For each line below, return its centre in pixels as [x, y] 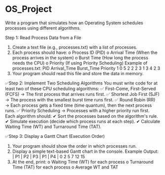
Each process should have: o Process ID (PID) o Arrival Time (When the [85, 52]
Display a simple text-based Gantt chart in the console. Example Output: [85, 151]
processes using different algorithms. [43, 28]
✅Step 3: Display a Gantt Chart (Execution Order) [55, 136]
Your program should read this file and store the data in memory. [78, 73]
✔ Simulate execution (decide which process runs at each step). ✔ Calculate [83, 121]
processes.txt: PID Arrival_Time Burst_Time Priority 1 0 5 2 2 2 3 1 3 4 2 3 [86, 68]
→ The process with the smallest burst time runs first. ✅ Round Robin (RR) [80, 99]
